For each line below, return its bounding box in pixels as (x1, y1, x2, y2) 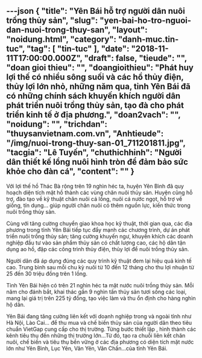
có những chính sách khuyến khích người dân (6, 91, 181, 101)
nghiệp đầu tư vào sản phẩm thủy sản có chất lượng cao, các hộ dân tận (6, 239, 186, 246)
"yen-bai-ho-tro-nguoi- (99, 16, 192, 26)
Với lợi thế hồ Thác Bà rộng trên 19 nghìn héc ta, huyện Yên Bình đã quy (6, 182, 184, 190)
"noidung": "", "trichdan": (6, 119, 107, 130)
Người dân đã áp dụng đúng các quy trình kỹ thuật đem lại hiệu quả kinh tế (6, 257, 192, 264)
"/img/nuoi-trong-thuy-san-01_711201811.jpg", (6, 138, 186, 149)
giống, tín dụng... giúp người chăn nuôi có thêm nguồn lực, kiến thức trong (6, 202, 191, 209)
